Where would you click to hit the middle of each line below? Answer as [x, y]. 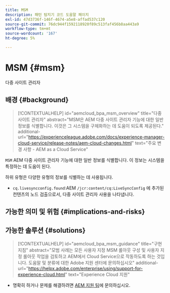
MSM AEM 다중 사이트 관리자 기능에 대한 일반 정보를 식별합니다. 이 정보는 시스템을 [85, 160]
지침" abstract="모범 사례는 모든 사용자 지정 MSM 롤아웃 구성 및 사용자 [88, 250]
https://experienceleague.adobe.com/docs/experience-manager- [96, 137]
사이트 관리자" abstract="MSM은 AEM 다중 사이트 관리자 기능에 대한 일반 [91, 119]
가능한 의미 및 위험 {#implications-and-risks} [75, 212]
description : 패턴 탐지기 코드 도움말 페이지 [47, 15]
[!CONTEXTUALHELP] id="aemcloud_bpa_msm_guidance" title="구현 [90, 243]
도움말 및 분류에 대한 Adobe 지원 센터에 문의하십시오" [82, 263]
